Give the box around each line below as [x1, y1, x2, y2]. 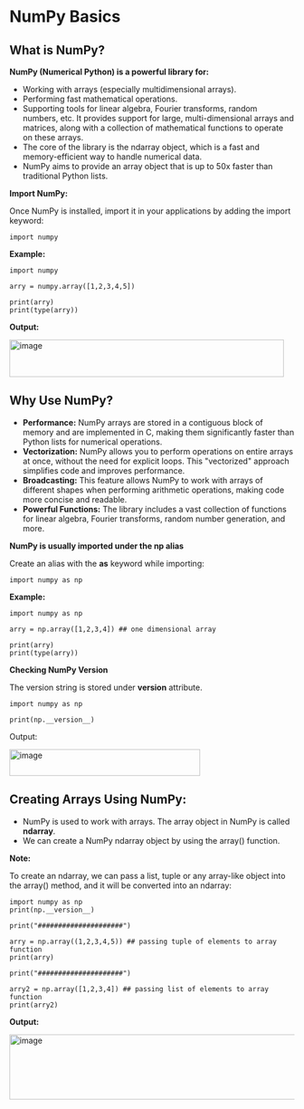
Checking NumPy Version [9, 664, 109, 675]
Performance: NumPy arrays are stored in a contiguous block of [22, 416, 264, 427]
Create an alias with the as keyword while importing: [9, 558, 205, 569]
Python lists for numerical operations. [22, 436, 163, 447]
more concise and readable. [22, 493, 128, 504]
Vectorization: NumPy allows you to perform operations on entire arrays [22, 445, 294, 456]
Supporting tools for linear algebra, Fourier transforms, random [22, 103, 258, 114]
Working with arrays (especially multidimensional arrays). [22, 84, 237, 94]
